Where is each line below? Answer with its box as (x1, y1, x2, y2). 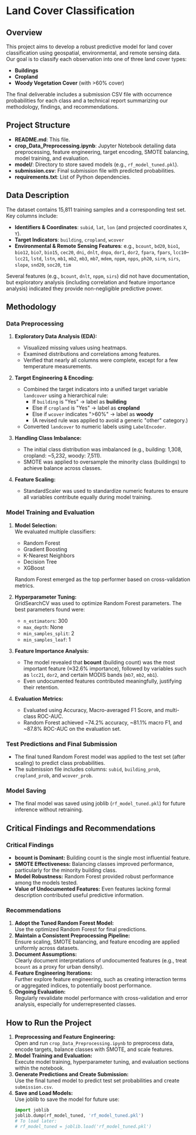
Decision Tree (23, 558, 58, 565)
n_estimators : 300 (23, 617, 68, 624)
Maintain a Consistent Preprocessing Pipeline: (14, 932, 130, 939)
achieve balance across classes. (23, 465, 102, 472)
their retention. (23, 683, 59, 691)
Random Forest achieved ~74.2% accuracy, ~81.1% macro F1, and (23, 718, 183, 726)
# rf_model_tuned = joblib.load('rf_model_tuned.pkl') (14, 1123, 152, 1129)
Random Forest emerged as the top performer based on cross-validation (14, 576, 191, 583)
